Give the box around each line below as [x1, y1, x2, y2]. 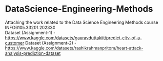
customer [5, 40, 24, 46]
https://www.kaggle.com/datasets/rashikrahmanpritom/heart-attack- [5, 45, 143, 51]
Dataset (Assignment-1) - [5, 30, 56, 35]
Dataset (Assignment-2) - [25, 40, 77, 46]
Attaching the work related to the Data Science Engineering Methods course [5, 19, 159, 25]
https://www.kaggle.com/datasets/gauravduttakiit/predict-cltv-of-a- [5, 35, 143, 41]
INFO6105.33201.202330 [5, 24, 56, 30]
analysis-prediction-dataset [5, 50, 61, 56]
